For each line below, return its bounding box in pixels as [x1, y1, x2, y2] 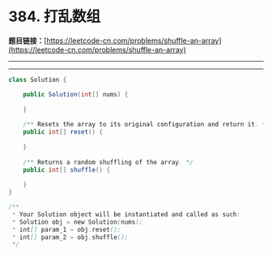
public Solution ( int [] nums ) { [23, 90, 129, 98]
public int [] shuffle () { [23, 165, 111, 174]
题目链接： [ [8, 36, 47, 45]
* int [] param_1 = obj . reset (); [11, 225, 121, 233]
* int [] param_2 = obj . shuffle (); [11, 233, 129, 241]
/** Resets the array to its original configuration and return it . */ [23, 121, 270, 129]
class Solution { [8, 75, 67, 83]
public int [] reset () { [23, 128, 104, 136]
